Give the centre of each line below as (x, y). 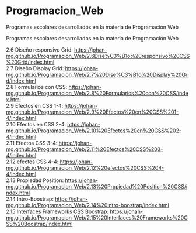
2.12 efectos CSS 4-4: (32, 162)
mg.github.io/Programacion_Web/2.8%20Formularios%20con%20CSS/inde (97, 93)
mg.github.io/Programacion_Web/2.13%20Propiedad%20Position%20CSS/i (97, 186)
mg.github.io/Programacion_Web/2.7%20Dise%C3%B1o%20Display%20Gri (97, 74)
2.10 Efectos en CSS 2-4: (36, 124)
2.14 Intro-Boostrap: (30, 199)
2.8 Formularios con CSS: (37, 87)
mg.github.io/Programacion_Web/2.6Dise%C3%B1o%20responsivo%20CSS (98, 56)
